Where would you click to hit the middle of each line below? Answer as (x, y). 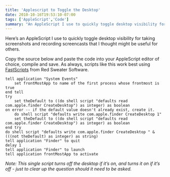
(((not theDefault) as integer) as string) (52, 137)
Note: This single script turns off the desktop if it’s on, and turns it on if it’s (83, 164)
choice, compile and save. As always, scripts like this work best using (78, 64)
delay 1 (13, 145)
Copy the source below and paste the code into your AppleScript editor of (82, 59)
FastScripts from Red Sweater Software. (47, 70)
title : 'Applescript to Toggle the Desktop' (53, 10)
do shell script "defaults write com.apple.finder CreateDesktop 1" (88, 114)
